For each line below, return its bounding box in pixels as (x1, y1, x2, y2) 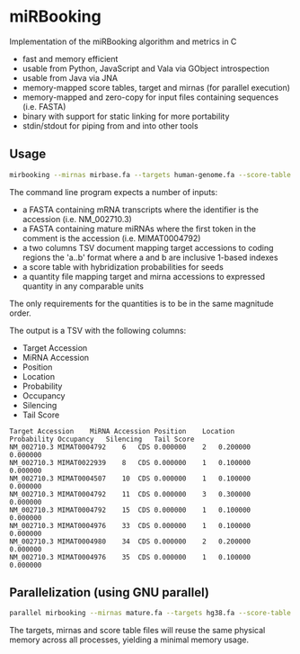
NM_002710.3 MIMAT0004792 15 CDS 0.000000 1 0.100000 (9, 506, 251, 515)
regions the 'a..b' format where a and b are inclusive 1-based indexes (22, 252, 278, 263)
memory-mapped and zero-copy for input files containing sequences (22, 92, 279, 103)
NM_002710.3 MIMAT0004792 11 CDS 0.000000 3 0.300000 (9, 489, 251, 498)
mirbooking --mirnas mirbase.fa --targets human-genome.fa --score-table (9, 170, 292, 179)
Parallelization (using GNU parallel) (9, 585, 209, 600)
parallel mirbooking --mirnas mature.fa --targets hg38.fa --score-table (9, 609, 292, 618)
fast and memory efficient (22, 53, 119, 64)
